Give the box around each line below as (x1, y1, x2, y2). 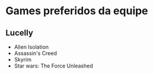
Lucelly (5, 28, 34, 38)
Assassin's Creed (14, 50, 57, 57)
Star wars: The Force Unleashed (14, 62, 93, 69)
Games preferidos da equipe (5, 4, 149, 18)
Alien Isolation (14, 43, 49, 50)
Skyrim (14, 56, 32, 63)
